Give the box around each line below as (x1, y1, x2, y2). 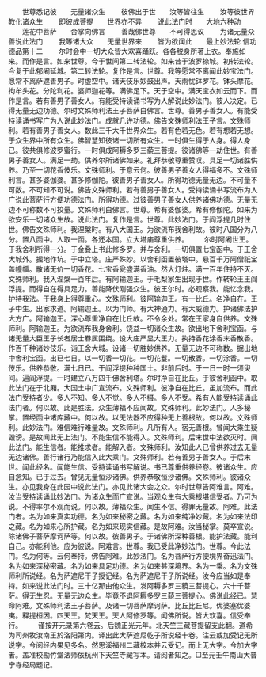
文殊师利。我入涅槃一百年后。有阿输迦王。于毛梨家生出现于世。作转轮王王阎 (8, 274, 258, 283)
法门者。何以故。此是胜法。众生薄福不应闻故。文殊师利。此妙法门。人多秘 (8, 403, 251, 412)
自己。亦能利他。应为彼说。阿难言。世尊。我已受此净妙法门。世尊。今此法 (8, 542, 251, 550)
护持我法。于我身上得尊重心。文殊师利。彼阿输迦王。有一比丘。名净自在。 (8, 294, 251, 303)
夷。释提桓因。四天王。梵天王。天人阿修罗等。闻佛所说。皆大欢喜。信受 (8, 610, 244, 620)
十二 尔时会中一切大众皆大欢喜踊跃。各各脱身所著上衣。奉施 (28, 47, 239, 55)
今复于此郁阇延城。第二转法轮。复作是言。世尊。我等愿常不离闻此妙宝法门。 (8, 67, 258, 75)
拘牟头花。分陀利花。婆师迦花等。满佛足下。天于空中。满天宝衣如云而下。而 (8, 86, 258, 95)
